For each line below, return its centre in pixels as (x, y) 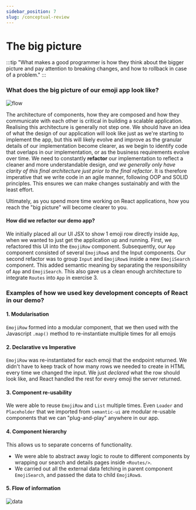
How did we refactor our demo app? (50, 221)
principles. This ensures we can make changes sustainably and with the (93, 183)
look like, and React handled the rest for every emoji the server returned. (94, 379)
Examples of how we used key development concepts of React (97, 293)
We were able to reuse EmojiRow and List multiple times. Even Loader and (94, 405)
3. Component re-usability (39, 392)
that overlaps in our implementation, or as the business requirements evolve (98, 152)
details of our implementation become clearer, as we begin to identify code (97, 145)
